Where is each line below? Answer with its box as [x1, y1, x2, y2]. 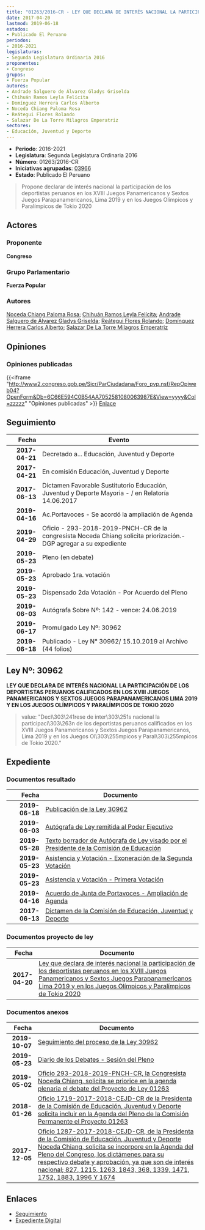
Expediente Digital [15, 1217, 61, 1224]
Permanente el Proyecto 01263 [37, 1117, 128, 1125]
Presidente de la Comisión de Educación [45, 844, 162, 853]
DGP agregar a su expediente [42, 539, 127, 547]
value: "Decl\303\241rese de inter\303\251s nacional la [21, 713, 160, 721]
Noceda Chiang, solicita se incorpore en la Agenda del [37, 1142, 194, 1150]
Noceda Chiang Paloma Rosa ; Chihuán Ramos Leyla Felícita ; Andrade [6, 311, 181, 318]
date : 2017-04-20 [6, 15, 51, 21]
